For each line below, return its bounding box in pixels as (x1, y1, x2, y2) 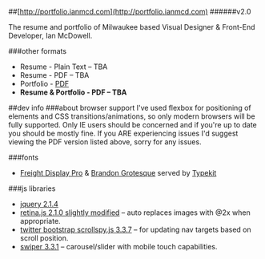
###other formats (8, 47, 66, 55)
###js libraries (8, 184, 56, 193)
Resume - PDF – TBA (19, 71, 90, 79)
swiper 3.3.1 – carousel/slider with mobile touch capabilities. (19, 242, 218, 251)
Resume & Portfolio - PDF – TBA (19, 87, 127, 97)
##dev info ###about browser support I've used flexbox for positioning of (8, 103, 251, 112)
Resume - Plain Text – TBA (19, 62, 108, 71)
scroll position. (19, 233, 69, 243)
